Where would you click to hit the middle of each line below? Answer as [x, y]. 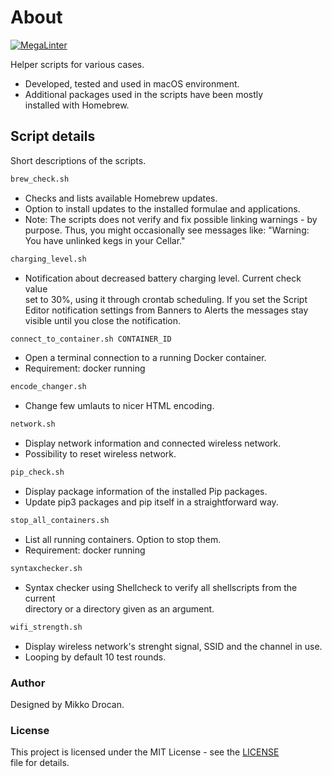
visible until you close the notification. [103, 320]
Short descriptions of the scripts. [78, 160]
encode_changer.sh [48, 387]
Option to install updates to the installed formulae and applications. [162, 208]
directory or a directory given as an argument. [119, 608]
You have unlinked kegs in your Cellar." [105, 240]
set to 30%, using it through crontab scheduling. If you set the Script [166, 299]
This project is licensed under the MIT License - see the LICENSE [145, 752]
